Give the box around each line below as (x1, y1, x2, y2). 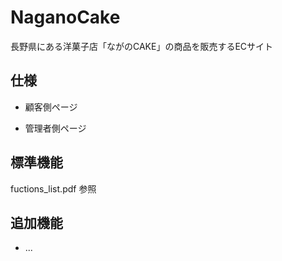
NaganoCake (10, 6, 121, 29)
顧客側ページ (24, 101, 78, 113)
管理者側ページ (24, 122, 87, 134)
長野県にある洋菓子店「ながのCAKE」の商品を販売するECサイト (10, 40, 274, 52)
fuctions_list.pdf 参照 (10, 182, 97, 195)
